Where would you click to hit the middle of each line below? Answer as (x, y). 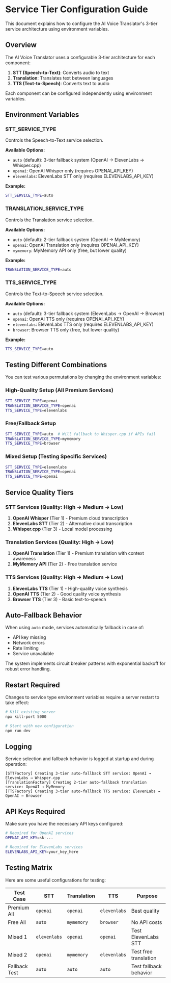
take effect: (17, 703)
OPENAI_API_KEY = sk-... (29, 838)
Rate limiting (26, 648)
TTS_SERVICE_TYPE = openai (32, 477)
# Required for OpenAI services (39, 833)
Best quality (145, 911)
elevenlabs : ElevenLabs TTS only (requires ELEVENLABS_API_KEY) (83, 324)
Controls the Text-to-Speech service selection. (54, 294)
